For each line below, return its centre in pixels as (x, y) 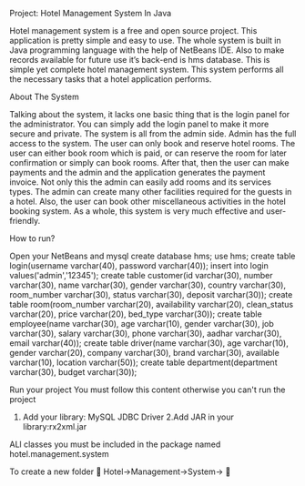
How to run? (32, 238)
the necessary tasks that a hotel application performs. (111, 79)
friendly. (25, 221)
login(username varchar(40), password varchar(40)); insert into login (139, 266)
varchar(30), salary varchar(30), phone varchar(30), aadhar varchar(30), (146, 333)
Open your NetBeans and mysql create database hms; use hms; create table (152, 256)
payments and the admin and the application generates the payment (137, 172)
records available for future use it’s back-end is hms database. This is (140, 60)
